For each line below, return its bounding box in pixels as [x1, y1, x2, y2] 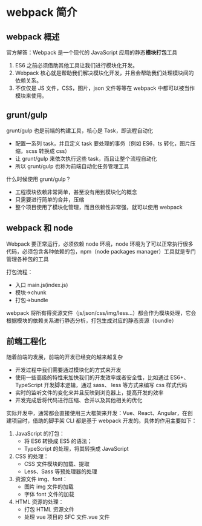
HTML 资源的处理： [15, 498, 64, 505]
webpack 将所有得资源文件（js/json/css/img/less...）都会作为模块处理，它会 [6, 309, 197, 316]
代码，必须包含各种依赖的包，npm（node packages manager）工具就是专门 [6, 248, 196, 255]
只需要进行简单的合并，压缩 [15, 195, 85, 203]
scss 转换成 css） [25, 147, 71, 155]
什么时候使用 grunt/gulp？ [6, 175, 71, 183]
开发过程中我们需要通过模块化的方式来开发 [15, 366, 122, 374]
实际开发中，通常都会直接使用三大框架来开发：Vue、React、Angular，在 [6, 410, 187, 417]
